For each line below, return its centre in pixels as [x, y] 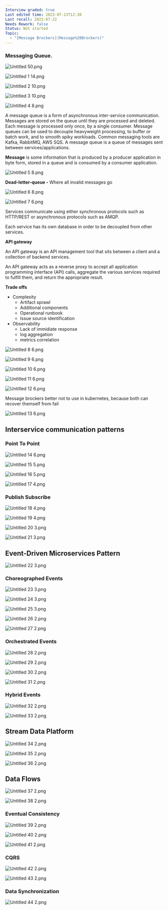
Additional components [44, 308]
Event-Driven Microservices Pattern [63, 553]
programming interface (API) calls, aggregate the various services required [83, 272]
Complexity [24, 297]
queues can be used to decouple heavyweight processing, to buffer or [78, 132]
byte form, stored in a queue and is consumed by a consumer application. [81, 163]
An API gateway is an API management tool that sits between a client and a [82, 252]
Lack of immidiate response [49, 329]
